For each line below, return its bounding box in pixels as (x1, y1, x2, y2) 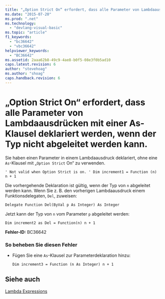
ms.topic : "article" (5, 30, 48, 35)
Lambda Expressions (5, 288, 48, 294)
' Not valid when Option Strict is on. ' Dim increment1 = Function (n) (5, 169, 157, 174)
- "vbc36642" (9, 44, 36, 49)
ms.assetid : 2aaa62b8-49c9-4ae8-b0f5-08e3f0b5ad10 (5, 57, 111, 62)
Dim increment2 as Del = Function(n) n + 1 (5, 220, 96, 225)
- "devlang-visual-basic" (9, 26, 63, 30)
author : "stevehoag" (5, 67, 48, 72)
